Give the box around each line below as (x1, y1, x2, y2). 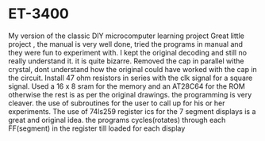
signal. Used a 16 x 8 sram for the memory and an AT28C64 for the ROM (8, 81, 246, 91)
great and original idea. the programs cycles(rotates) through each (8, 115, 226, 124)
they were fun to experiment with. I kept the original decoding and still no (8, 48, 248, 57)
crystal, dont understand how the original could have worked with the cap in (8, 64, 258, 74)
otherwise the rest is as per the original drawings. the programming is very (8, 90, 252, 99)
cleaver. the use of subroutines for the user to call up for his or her (8, 98, 225, 108)
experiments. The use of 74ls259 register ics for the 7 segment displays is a (8, 106, 256, 116)
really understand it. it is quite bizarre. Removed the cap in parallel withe (8, 56, 244, 66)
